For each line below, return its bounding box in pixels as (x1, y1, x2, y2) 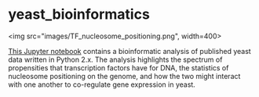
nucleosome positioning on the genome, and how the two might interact (8, 71, 241, 81)
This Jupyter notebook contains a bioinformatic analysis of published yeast (8, 46, 251, 56)
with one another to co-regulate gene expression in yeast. (8, 80, 196, 89)
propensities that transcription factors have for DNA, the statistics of (8, 63, 229, 72)
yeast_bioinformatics (8, 5, 151, 23)
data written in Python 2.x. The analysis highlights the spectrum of (8, 55, 223, 64)
